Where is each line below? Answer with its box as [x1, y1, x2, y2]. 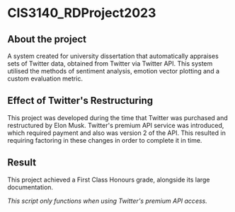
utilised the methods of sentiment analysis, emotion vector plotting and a [7, 67, 220, 75]
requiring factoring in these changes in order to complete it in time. [7, 136, 202, 144]
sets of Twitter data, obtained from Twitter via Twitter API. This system [7, 59, 213, 68]
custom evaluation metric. [7, 74, 84, 83]
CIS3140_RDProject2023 [7, 5, 156, 21]
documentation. [7, 182, 54, 192]
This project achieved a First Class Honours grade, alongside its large [7, 175, 210, 184]
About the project [7, 33, 87, 45]
